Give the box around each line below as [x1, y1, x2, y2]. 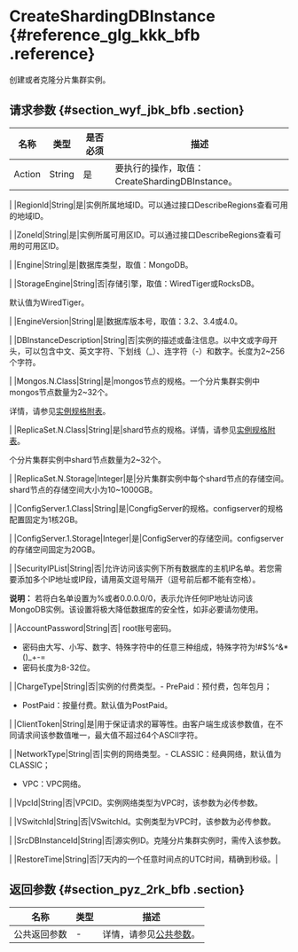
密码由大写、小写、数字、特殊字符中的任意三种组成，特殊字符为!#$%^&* [21, 641, 289, 652]
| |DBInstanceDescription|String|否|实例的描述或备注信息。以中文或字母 [9, 334, 271, 345]
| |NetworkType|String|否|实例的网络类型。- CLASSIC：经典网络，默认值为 [9, 748, 282, 759]
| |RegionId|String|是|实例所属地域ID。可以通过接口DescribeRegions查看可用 [9, 199, 288, 210]
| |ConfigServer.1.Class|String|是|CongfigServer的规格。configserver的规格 [9, 503, 284, 513]
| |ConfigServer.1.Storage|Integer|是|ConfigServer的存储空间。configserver [9, 533, 284, 543]
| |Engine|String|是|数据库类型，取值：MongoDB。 [9, 259, 193, 269]
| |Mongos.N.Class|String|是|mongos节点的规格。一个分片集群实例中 [9, 375, 260, 386]
